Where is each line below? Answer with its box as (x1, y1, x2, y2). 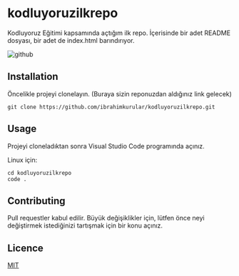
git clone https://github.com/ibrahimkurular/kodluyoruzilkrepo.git (7, 103, 215, 111)
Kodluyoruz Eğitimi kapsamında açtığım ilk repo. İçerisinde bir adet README (7, 29, 230, 37)
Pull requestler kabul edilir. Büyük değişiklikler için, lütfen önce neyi (7, 214, 205, 223)
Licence (7, 242, 44, 254)
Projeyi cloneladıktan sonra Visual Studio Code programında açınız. (7, 141, 205, 150)
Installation (7, 71, 59, 83)
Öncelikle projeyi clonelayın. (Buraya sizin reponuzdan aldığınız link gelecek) (7, 89, 232, 98)
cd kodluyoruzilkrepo (7, 169, 72, 176)
